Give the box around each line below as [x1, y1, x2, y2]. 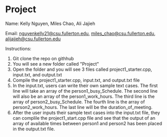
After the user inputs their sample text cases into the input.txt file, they [12, 109, 160, 116]
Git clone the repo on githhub [12, 55, 74, 62]
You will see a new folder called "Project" [12, 61, 99, 67]
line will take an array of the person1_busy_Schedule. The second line [12, 88, 158, 94]
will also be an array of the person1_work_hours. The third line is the [12, 93, 155, 99]
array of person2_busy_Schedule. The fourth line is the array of [12, 98, 145, 105]
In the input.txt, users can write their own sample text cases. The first [12, 83, 158, 89]
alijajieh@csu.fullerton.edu [5, 36, 61, 42]
